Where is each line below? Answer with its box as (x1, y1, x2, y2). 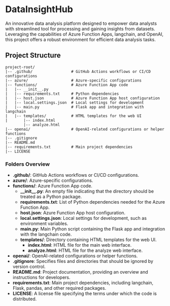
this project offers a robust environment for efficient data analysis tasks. (5, 36, 156, 43)
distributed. (12, 296, 37, 302)
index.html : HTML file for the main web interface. (27, 242, 132, 248)
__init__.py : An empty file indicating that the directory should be (20, 188, 154, 195)
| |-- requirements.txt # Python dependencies (5, 91, 119, 96)
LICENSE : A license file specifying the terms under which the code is (12, 290, 157, 297)
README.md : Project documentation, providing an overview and (12, 269, 148, 275)
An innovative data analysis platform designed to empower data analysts (5, 20, 157, 26)
